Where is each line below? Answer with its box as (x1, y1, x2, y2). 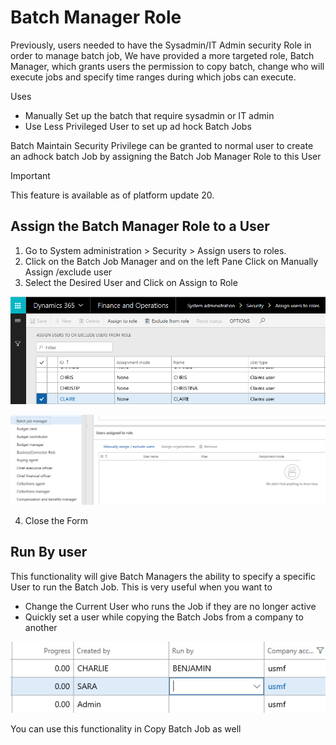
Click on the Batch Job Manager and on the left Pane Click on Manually (24, 255, 319, 267)
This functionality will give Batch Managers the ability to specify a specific (10, 570, 316, 582)
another (24, 621, 58, 633)
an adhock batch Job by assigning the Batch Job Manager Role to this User (10, 150, 322, 162)
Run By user (10, 544, 88, 561)
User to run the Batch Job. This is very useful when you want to (10, 581, 273, 593)
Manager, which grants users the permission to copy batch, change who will (10, 60, 325, 72)
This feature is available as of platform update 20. (10, 189, 215, 201)
